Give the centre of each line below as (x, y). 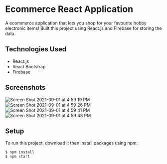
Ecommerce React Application (69, 9)
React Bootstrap (29, 66)
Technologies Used (36, 49)
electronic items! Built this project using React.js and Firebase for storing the (83, 28)
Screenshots (25, 87)
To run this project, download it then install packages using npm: (72, 143)
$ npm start (17, 157)
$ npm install (20, 152)
